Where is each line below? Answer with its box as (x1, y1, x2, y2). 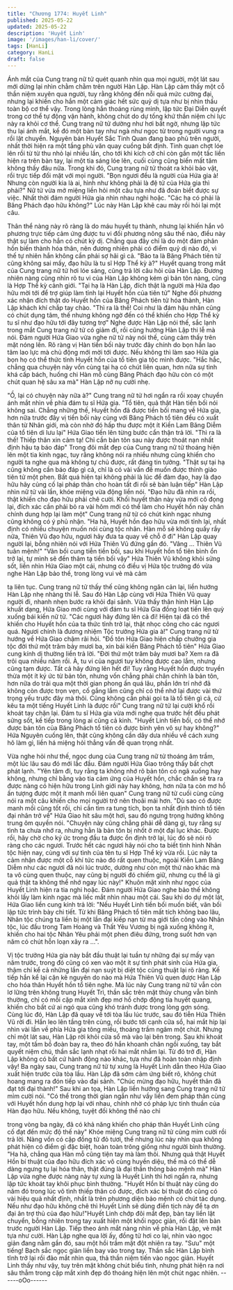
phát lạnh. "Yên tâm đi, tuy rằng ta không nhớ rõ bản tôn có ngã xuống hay (7, 766, 221, 775)
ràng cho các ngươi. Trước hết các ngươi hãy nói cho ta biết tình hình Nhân (7, 840, 221, 849)
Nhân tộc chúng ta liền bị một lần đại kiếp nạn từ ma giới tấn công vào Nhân (7, 915, 225, 924)
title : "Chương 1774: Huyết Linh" (7, 10, 108, 17)
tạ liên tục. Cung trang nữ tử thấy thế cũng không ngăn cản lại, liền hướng (7, 582, 218, 591)
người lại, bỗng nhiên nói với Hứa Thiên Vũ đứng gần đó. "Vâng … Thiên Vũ (7, 539, 223, 548)
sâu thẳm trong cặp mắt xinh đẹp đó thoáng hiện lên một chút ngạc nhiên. (7, 1268, 220, 1277)
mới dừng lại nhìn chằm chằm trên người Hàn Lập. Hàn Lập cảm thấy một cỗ (7, 82, 225, 91)
